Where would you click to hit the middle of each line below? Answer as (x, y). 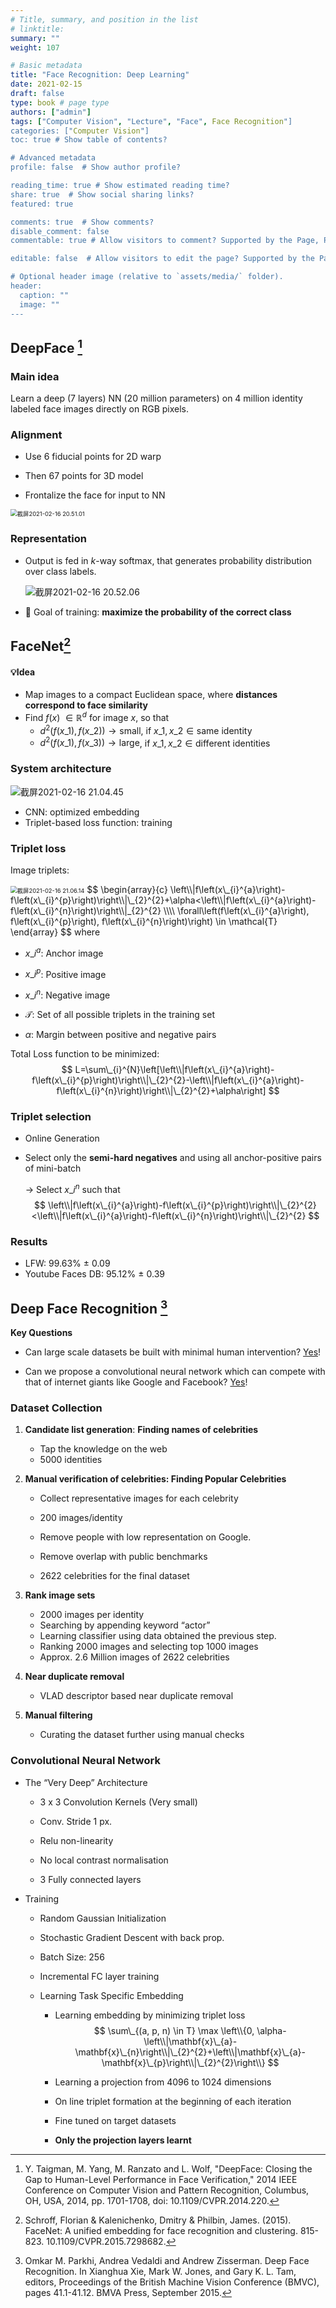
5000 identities (71, 1460)
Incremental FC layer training (99, 1976)
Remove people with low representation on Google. (145, 1537)
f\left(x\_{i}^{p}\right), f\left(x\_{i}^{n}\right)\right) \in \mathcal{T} (144, 921)
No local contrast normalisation (104, 1860)
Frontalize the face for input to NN (95, 495)
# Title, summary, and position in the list (104, 19)
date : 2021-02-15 (46, 84)
